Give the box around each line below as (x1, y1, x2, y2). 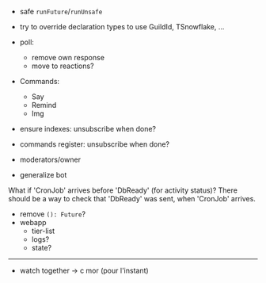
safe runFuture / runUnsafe (19, 7, 103, 16)
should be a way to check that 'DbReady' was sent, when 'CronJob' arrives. (8, 194, 256, 203)
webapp (19, 218, 47, 227)
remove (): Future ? (19, 209, 85, 219)
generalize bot (19, 170, 67, 179)
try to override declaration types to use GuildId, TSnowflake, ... (19, 22, 225, 31)
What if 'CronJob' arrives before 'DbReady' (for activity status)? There (8, 185, 237, 195)
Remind (31, 101, 57, 109)
